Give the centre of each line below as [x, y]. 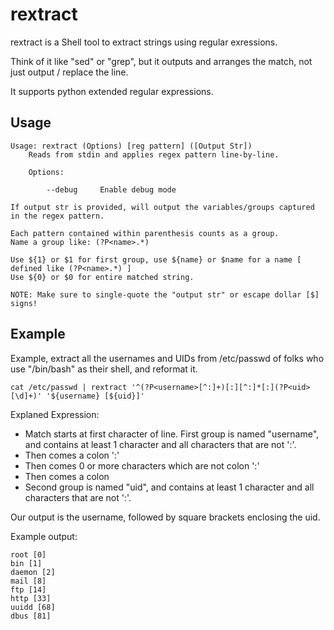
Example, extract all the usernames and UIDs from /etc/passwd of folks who [167, 358]
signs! [24, 303]
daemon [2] [33, 572]
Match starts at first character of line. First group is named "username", [172, 434]
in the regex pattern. [57, 216]
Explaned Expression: [55, 414]
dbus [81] [31, 616]
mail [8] [28, 581]
